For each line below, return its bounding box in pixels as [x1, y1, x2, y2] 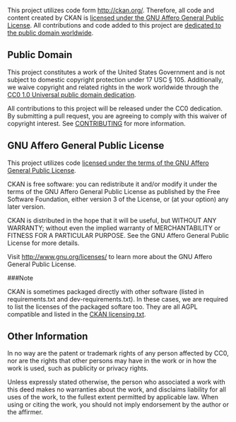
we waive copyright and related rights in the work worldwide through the [7, 83, 219, 91]
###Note [7, 273, 34, 282]
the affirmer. [7, 408, 44, 416]
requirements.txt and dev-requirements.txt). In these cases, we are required [7, 295, 228, 303]
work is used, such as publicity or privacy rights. [7, 364, 148, 372]
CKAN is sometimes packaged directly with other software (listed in [7, 287, 204, 296]
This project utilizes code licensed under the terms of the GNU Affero [7, 159, 210, 167]
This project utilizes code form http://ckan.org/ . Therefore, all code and [7, 6, 214, 14]
